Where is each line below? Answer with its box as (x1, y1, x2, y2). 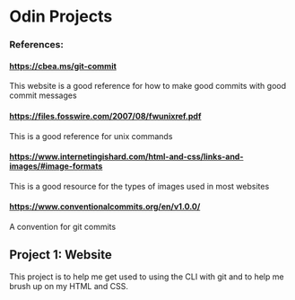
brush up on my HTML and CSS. (9, 280, 128, 291)
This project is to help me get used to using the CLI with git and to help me (9, 271, 284, 282)
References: (9, 39, 65, 51)
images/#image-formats (9, 161, 103, 172)
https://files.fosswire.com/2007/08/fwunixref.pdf (9, 110, 202, 121)
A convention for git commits (9, 221, 117, 232)
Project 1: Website (9, 247, 112, 262)
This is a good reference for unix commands (9, 130, 173, 141)
